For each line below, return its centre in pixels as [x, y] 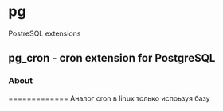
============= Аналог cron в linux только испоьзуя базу [109, 98]
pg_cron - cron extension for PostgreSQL [112, 58]
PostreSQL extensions [45, 33]
